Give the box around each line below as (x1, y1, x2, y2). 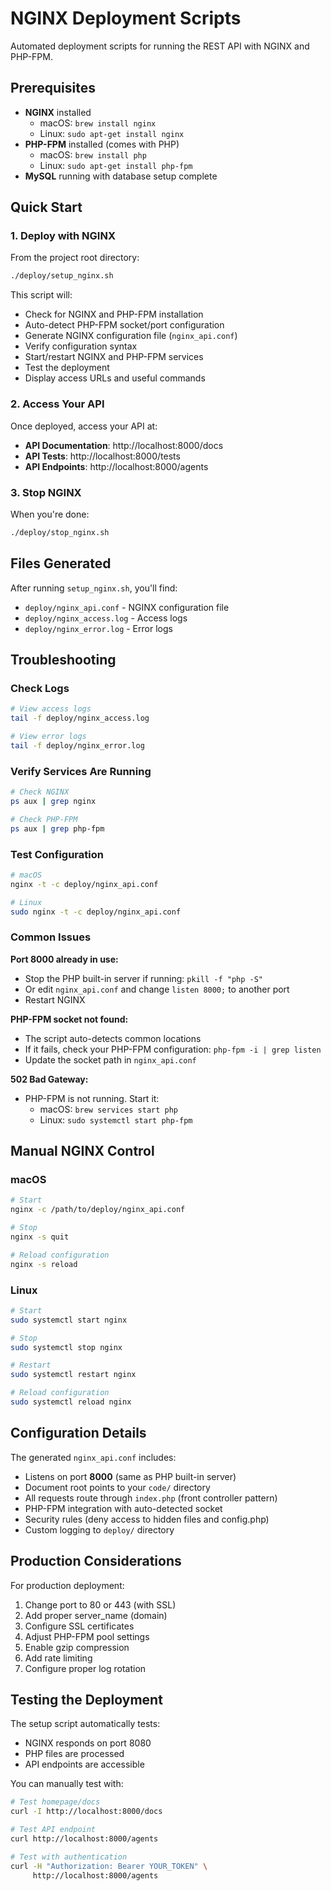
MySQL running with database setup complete (24, 170, 218, 182)
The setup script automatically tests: (10, 1718, 161, 1730)
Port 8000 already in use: (10, 953, 119, 965)
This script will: (10, 289, 73, 301)
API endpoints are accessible (24, 1758, 145, 1771)
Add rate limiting (24, 1652, 93, 1664)
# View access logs (10, 704, 92, 714)
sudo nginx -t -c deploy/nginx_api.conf (10, 907, 182, 917)
